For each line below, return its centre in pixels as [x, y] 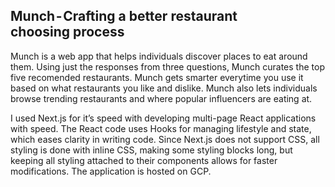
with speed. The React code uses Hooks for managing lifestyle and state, [161, 128]
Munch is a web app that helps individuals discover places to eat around [159, 56]
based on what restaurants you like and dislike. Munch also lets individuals [164, 88]
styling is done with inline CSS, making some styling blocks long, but [151, 150]
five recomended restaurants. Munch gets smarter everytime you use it [157, 77]
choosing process [67, 32]
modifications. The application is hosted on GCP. [111, 171]
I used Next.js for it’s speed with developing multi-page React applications [163, 118]
